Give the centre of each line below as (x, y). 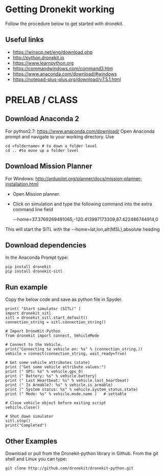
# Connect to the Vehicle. (34, 345)
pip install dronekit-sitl (34, 272)
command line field (33, 209)
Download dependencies (46, 245)
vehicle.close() (22, 408)
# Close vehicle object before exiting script (56, 403)
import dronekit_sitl (28, 314)
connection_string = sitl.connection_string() (56, 322)
